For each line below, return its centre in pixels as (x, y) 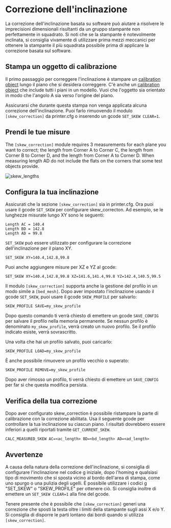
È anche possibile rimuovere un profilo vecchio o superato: (67, 361)
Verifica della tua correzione (51, 401)
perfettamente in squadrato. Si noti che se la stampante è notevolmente (80, 34)
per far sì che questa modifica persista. (46, 385)
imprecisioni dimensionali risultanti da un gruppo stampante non (73, 29)
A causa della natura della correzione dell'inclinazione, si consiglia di (78, 467)
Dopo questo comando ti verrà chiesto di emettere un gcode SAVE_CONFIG (82, 316)
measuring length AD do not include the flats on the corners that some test (84, 161)
